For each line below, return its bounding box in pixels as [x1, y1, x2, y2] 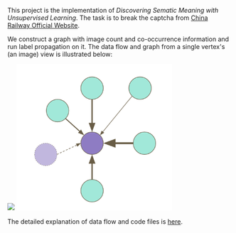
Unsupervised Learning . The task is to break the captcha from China [7, 13, 208, 22]
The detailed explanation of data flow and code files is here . [7, 217, 183, 226]
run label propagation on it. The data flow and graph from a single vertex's [7, 43, 225, 50]
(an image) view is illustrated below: [7, 50, 113, 58]
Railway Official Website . [7, 21, 80, 29]
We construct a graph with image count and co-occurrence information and [7, 35, 230, 43]
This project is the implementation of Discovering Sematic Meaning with [7, 6, 219, 14]
